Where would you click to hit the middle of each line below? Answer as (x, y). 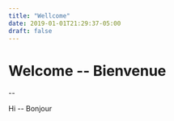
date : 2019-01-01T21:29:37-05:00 (65, 23)
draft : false (30, 31)
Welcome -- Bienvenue (87, 71)
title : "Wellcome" (39, 16)
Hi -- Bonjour (30, 109)
